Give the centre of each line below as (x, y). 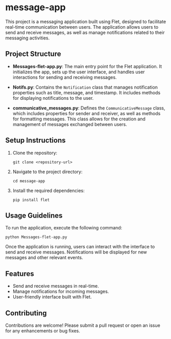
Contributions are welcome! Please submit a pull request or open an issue (83, 325)
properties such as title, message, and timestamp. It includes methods (87, 92)
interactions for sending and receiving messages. (65, 77)
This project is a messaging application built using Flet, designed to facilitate (86, 22)
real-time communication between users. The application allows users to (82, 27)
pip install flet (31, 200)
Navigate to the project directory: (47, 172)
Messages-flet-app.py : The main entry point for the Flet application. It (87, 66)
